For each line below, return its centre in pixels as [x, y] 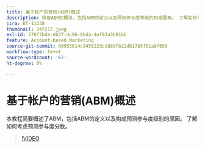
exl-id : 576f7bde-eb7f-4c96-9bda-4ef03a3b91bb [67, 35]
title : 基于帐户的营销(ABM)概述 [43, 12]
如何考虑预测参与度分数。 [38, 127]
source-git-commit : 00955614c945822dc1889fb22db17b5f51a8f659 [87, 46]
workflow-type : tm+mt [34, 52]
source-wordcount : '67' [37, 57]
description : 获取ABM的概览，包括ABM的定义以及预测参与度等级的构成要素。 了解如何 [102, 18]
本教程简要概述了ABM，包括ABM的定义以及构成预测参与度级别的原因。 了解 [102, 119]
